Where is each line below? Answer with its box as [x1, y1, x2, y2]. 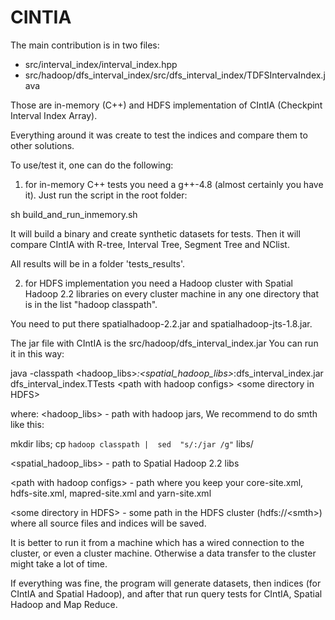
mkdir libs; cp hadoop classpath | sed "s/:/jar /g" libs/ [10, 437, 254, 450]
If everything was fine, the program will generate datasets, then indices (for [10, 577, 322, 589]
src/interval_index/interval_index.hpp [24, 58, 178, 70]
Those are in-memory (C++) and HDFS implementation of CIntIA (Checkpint [10, 99, 323, 111]
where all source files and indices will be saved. [10, 517, 207, 529]
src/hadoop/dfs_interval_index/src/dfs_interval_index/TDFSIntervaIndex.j [24, 69, 326, 81]
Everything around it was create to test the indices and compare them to [10, 129, 308, 141]
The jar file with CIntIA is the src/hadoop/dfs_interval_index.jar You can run [10, 337, 319, 349]
